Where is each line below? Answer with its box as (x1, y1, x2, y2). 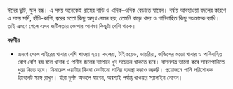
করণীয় (7, 36, 20, 44)
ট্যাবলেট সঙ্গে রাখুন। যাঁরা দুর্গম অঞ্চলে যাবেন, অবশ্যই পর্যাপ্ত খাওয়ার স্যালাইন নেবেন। (17, 74, 183, 81)
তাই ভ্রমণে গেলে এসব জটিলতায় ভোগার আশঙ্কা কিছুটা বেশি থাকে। (7, 22, 137, 30)
